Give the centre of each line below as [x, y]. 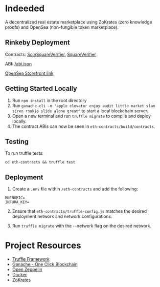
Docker [20, 275]
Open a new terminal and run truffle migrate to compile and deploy [81, 116]
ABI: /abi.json [18, 63]
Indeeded [25, 9]
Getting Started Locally [41, 89]
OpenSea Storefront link [29, 73]
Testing [17, 141]
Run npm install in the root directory [49, 100]
